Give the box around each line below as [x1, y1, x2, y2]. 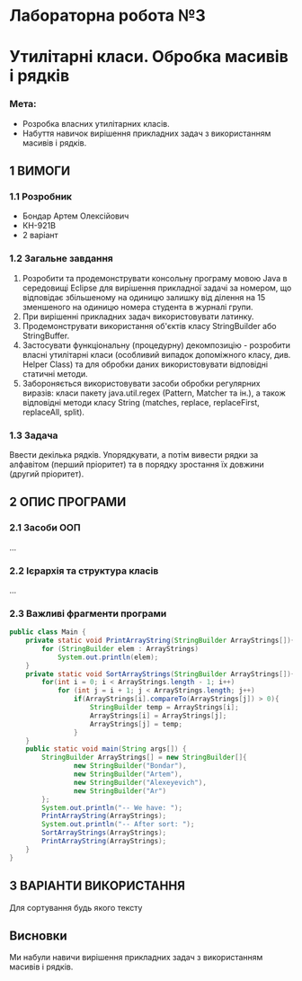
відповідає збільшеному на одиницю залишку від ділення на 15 [22, 291, 266, 302]
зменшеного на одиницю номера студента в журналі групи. [22, 301, 253, 312]
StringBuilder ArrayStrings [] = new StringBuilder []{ [41, 753, 247, 763]
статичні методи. [22, 368, 88, 379]
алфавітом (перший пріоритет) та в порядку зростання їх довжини [9, 459, 265, 469]
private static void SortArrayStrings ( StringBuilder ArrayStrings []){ [25, 669, 296, 679]
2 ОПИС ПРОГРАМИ [9, 495, 127, 510]
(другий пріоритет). [9, 468, 84, 479]
